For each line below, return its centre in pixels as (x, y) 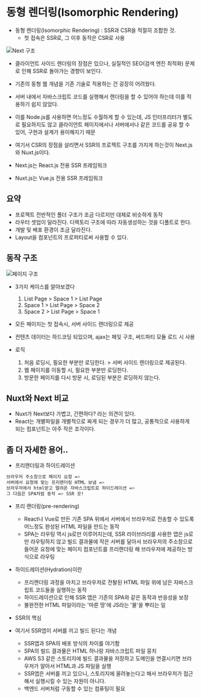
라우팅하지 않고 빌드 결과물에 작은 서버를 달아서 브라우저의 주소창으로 (112, 541)
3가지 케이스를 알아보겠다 (45, 287)
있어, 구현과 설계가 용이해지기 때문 (55, 132)
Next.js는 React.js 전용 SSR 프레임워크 (61, 165)
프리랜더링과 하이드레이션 (45, 466)
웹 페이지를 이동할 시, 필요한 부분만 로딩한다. (76, 370)
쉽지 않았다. (45, 104)
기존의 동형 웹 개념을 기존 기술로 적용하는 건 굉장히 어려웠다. (85, 84)
